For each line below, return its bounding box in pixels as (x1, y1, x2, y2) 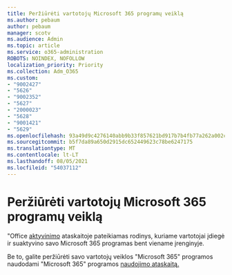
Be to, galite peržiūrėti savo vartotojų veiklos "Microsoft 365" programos (7, 252, 213, 260)
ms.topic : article (7, 42, 60, 49)
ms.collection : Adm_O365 (7, 68, 79, 75)
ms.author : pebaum (7, 17, 60, 23)
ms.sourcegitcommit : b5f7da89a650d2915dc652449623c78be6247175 (7, 139, 193, 146)
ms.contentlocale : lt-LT (7, 151, 79, 159)
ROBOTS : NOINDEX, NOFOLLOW (7, 55, 85, 62)
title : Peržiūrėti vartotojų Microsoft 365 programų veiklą (7, 10, 184, 17)
